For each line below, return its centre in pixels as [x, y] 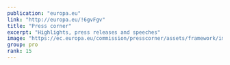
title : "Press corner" [39, 26]
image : [16, 39]
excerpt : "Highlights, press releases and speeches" [84, 32]
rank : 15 [20, 51]
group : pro [23, 45]
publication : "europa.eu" [44, 13]
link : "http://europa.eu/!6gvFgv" [56, 20]
